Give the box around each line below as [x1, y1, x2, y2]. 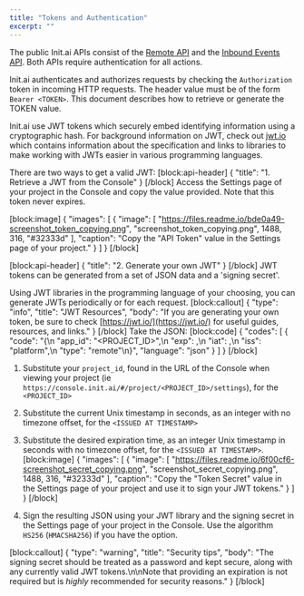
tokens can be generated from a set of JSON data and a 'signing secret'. [9, 269, 280, 280]
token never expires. [9, 196, 86, 207]
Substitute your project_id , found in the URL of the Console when [22, 362, 270, 373]
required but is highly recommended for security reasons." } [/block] [9, 575, 265, 586]
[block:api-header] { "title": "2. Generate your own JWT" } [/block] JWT [9, 259, 279, 270]
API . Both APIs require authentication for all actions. [9, 56, 202, 67]
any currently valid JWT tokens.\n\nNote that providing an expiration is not [9, 566, 289, 577]
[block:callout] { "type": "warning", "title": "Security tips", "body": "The [9, 546, 274, 558]
